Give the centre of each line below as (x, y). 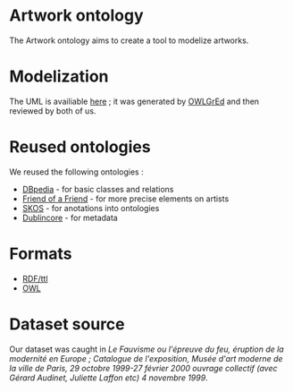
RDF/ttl (35, 278)
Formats (41, 254)
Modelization (59, 77)
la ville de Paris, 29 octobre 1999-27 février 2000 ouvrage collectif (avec (143, 368)
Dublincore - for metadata (70, 217)
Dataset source (67, 324)
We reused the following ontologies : (77, 172)
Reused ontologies (80, 147)
